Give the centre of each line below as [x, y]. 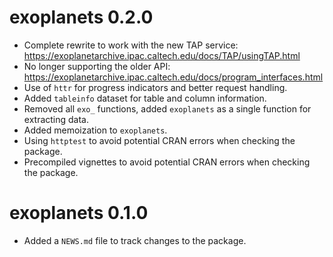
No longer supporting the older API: [97, 66]
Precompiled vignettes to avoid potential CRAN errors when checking [167, 162]
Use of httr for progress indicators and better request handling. [155, 87]
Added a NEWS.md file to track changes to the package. [135, 240]
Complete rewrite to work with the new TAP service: [131, 45]
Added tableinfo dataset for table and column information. [145, 98]
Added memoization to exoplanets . [95, 130]
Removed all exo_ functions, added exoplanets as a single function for [167, 108]
